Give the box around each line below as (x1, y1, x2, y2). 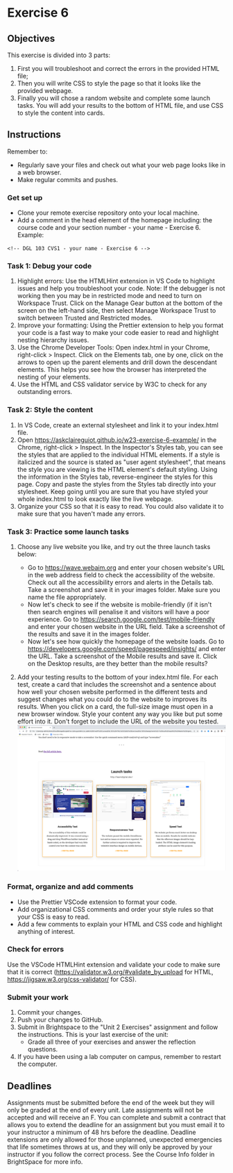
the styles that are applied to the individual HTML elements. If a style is (17, 450, 221, 459)
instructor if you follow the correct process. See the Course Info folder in (7, 1150, 215, 1158)
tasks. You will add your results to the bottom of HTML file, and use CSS (17, 101, 224, 109)
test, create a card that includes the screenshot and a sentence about (17, 680, 216, 689)
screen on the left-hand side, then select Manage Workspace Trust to (17, 306, 216, 315)
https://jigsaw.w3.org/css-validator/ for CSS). (7, 975, 137, 983)
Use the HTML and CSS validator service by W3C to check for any (17, 380, 207, 388)
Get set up (7, 192, 43, 202)
